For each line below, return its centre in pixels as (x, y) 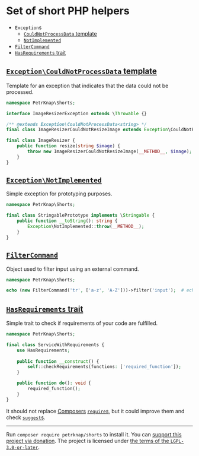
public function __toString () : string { (67, 221)
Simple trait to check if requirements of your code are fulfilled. (82, 323)
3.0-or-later (22, 447)
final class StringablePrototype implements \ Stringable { (81, 216)
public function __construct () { (58, 361)
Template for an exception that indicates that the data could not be (87, 85)
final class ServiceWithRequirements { (55, 345)
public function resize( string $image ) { (68, 146)
